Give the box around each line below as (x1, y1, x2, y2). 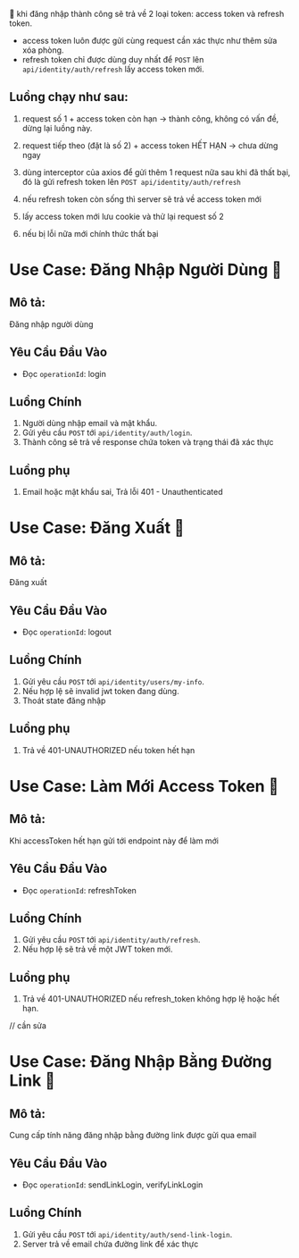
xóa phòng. (21, 45, 64, 55)
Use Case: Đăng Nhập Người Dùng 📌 (9, 260, 283, 280)
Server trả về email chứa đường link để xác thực (21, 1238, 199, 1249)
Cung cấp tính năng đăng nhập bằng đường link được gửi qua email (9, 1130, 257, 1141)
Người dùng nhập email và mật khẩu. (21, 418, 158, 429)
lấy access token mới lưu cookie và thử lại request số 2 (21, 211, 225, 222)
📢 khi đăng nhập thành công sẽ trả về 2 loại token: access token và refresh (9, 9, 285, 19)
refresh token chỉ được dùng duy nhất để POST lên (21, 55, 204, 64)
